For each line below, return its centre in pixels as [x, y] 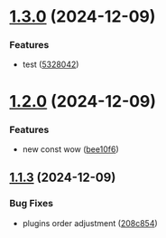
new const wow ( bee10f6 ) [70, 149]
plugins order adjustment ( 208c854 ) [90, 223]
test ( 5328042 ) [51, 64]
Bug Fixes [32, 204]
